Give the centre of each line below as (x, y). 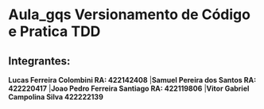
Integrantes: (39, 61)
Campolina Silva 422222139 (56, 97)
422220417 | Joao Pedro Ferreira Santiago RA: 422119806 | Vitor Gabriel (129, 88)
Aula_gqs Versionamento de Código (129, 15)
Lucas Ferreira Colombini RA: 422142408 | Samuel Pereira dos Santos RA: (132, 80)
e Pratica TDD (54, 31)
